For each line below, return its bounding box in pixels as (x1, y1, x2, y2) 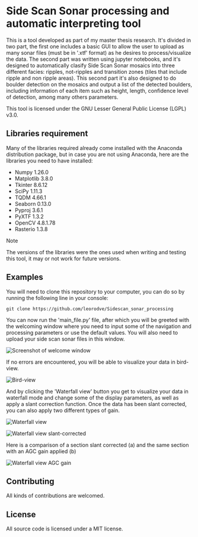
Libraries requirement (6, 129, 88, 139)
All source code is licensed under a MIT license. (6, 525, 123, 532)
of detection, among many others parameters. (6, 93, 119, 101)
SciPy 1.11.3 (14, 188, 43, 195)
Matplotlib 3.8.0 (14, 174, 53, 182)
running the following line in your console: (6, 294, 108, 301)
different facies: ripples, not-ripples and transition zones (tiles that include (6, 68, 187, 75)
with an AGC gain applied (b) (6, 448, 76, 455)
